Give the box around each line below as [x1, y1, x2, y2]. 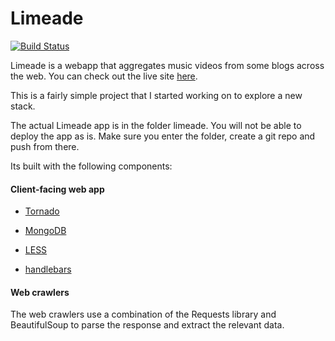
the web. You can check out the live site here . [10, 70, 198, 82]
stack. [10, 100, 36, 112]
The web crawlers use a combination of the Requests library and [10, 308, 277, 321]
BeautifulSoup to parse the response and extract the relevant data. [10, 319, 285, 331]
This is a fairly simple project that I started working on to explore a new [10, 89, 303, 101]
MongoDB [24, 225, 67, 237]
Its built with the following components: [10, 160, 173, 172]
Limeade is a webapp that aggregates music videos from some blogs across [10, 59, 325, 71]
